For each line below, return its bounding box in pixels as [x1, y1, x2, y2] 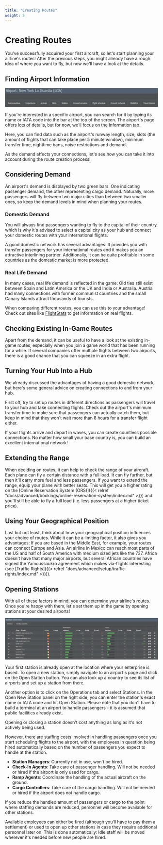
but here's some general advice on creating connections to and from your [5, 385, 153, 390]
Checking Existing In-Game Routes [5, 324, 113, 333]
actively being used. [5, 725, 46, 730]
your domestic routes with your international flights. [5, 232, 108, 238]
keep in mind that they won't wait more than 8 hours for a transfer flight [5, 415, 148, 421]
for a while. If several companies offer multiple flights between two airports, [5, 347, 157, 353]
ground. [12, 779, 28, 785]
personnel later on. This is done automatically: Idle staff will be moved [5, 829, 145, 835]
